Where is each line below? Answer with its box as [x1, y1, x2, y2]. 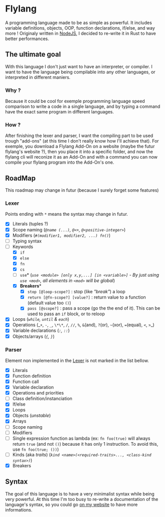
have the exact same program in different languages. [5, 109, 114, 115]
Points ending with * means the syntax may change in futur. [5, 211, 128, 217]
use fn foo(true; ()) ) [12, 446, 59, 452]
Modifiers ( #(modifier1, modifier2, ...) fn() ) [12, 232, 111, 238]
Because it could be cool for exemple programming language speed [5, 98, 145, 104]
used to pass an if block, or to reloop [27, 311, 105, 317]
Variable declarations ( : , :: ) [12, 327, 70, 334]
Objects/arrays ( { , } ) [12, 333, 55, 339]
